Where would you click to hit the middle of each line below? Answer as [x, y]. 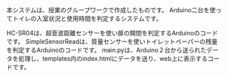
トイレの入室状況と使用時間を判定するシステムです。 [87, 18]
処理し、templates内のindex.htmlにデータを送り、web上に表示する [113, 59]
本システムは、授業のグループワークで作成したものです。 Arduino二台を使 [111, 10]
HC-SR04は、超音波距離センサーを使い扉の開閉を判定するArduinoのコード [112, 33]
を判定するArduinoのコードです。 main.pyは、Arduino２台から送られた [106, 50]
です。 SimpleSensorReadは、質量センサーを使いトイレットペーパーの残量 [112, 42]
